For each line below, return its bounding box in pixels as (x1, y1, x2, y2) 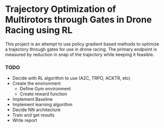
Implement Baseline (12, 96, 53, 102)
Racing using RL (5, 25, 73, 36)
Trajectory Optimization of (5, 3, 116, 15)
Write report (12, 118, 37, 124)
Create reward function (19, 91, 67, 97)
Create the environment (12, 80, 61, 86)
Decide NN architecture (12, 107, 61, 113)
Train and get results (12, 112, 55, 118)
